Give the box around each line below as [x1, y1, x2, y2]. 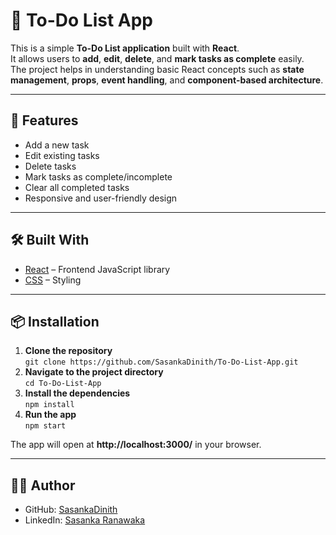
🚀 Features [10, 112, 79, 129]
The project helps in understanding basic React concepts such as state [10, 63, 305, 75]
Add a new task [24, 139, 90, 151]
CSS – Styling [24, 274, 82, 286]
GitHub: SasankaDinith [24, 504, 118, 516]
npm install [24, 400, 75, 410]
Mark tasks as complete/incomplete [24, 170, 173, 183]
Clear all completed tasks [24, 181, 130, 193]
